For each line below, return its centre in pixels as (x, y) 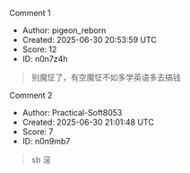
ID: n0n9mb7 (46, 141)
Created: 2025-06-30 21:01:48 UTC (88, 122)
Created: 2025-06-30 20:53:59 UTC (89, 40)
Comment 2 (31, 95)
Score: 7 (38, 132)
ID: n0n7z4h (45, 59)
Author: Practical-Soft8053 (72, 112)
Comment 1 (30, 13)
